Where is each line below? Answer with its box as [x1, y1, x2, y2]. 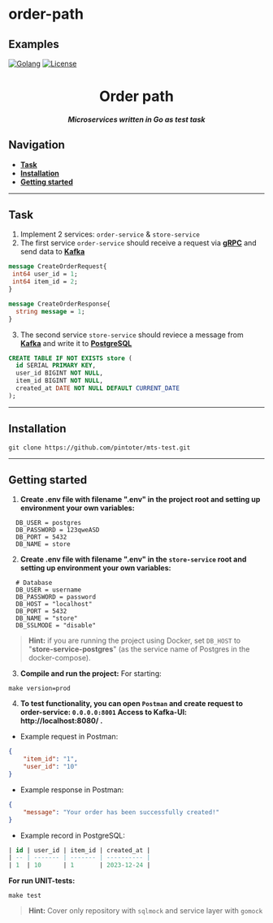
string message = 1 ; [15, 307, 85, 315]
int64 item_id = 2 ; [11, 278, 79, 286]
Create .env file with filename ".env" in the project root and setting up [19, 495, 261, 505]
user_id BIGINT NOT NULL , [15, 369, 104, 378]
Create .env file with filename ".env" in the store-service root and [19, 554, 247, 565]
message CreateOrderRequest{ [8, 262, 107, 271]
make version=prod [8, 684, 71, 693]
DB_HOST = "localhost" [15, 600, 93, 609]
